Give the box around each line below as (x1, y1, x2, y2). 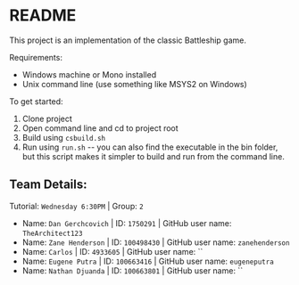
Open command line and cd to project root (21, 122, 179, 134)
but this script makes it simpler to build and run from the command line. (21, 151, 286, 161)
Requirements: (9, 52, 62, 62)
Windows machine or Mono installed (21, 69, 157, 80)
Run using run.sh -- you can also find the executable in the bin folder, (21, 142, 278, 152)
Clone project (21, 113, 73, 124)
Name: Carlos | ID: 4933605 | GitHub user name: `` (21, 246, 203, 256)
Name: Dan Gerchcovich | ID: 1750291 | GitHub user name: (21, 217, 232, 228)
